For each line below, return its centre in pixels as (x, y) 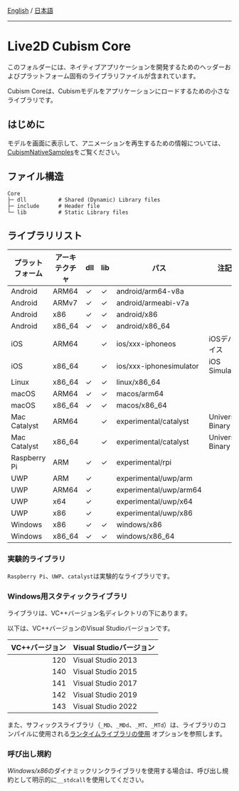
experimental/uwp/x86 (155, 513)
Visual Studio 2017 (105, 683)
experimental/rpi (144, 462)
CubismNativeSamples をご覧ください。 (65, 152)
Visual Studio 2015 (105, 671)
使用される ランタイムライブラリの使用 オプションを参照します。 (132, 733)
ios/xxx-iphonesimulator (158, 366)
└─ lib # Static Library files (68, 212)
